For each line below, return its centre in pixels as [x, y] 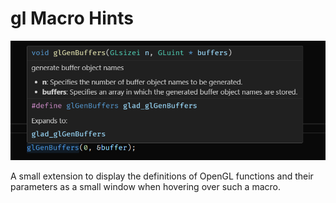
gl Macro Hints [72, 18]
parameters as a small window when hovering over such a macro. [145, 187]
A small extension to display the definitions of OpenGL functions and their [162, 176]
